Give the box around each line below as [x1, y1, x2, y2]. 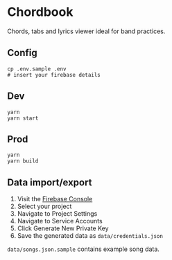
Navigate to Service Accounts [17, 217, 103, 225]
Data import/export [7, 176, 92, 188]
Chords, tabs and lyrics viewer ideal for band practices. [7, 27, 166, 35]
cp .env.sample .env [7, 65, 67, 73]
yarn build [7, 158, 39, 165]
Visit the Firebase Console [17, 195, 93, 203]
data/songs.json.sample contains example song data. [7, 245, 160, 253]
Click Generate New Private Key [17, 224, 109, 232]
